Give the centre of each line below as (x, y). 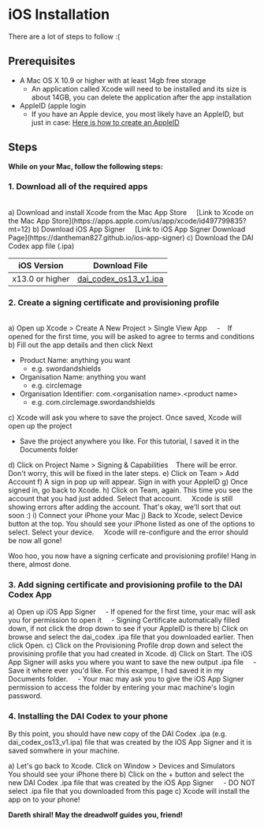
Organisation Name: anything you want (83, 377)
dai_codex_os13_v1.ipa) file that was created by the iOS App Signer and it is (130, 742)
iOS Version (41, 265)
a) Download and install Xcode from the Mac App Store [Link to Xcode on (131, 212)
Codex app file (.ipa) (41, 246)
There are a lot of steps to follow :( (64, 36)
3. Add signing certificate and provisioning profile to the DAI (125, 585)
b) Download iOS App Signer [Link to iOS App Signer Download (139, 229)
